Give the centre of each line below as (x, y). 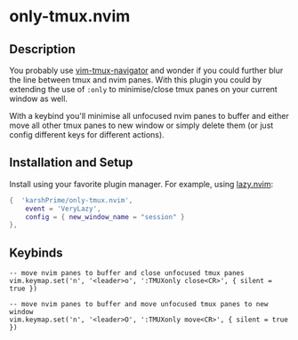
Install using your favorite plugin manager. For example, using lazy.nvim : (141, 184)
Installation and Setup (71, 163)
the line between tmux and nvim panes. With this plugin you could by (136, 80)
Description (42, 49)
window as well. (39, 99)
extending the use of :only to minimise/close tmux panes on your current (143, 89)
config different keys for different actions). (87, 134)
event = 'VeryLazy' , (63, 209)
